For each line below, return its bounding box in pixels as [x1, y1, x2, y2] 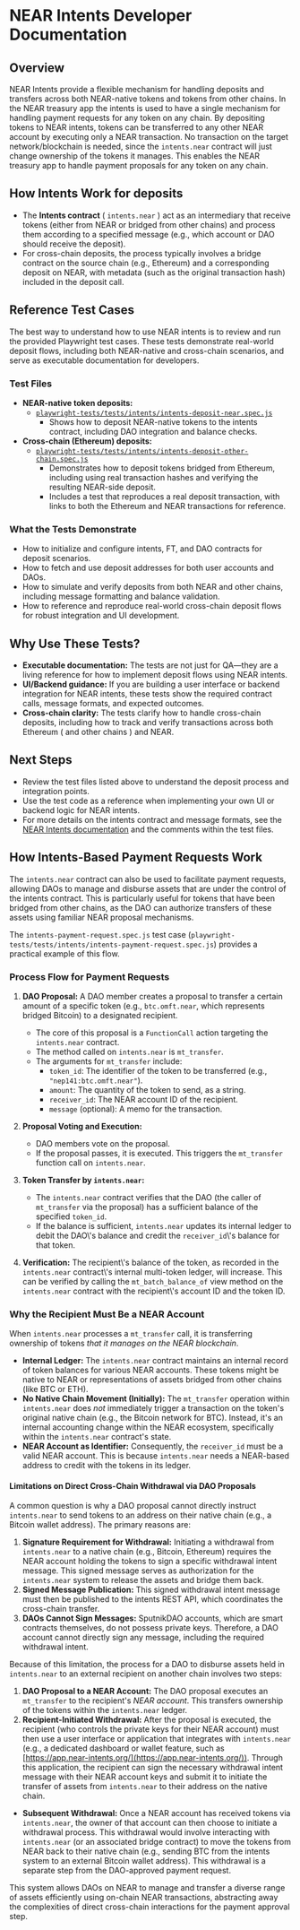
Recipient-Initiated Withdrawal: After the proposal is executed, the [21, 1714, 271, 1726]
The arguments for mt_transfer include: [35, 1055, 183, 1067]
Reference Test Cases [9, 302, 134, 318]
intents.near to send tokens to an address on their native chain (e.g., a [9, 1510, 272, 1520]
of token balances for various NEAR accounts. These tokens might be [21, 1364, 279, 1376]
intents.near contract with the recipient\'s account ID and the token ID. [21, 1285, 286, 1296]
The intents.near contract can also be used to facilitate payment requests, [9, 873, 287, 884]
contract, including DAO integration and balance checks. [48, 426, 258, 437]
